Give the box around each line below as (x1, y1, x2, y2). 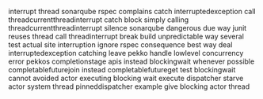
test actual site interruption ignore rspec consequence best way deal (8, 40, 233, 49)
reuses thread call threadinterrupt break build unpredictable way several (8, 31, 244, 41)
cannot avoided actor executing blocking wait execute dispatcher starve (8, 74, 244, 82)
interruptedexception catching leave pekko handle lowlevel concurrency (8, 49, 244, 57)
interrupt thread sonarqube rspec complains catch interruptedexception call (8, 7, 256, 16)
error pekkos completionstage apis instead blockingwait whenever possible (8, 57, 255, 66)
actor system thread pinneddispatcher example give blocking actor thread (8, 82, 250, 91)
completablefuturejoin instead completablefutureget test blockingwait (8, 65, 236, 74)
